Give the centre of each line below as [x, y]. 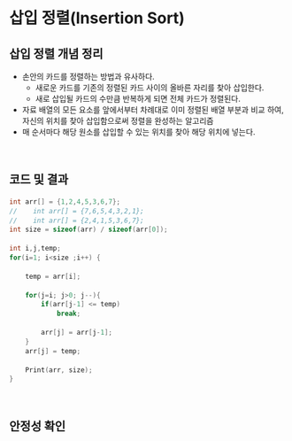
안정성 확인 [38, 426]
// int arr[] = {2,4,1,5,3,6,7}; [77, 220]
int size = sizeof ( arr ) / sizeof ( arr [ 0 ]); [88, 230]
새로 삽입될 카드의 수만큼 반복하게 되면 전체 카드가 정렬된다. [138, 99]
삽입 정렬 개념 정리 [56, 54]
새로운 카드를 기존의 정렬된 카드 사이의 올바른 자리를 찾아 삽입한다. [150, 88]
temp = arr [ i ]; [53, 276]
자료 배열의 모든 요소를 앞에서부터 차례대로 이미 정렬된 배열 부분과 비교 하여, [153, 110]
